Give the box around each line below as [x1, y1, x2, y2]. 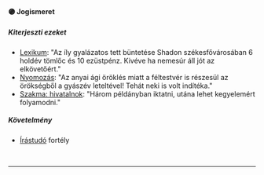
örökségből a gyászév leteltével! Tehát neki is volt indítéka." [19, 81, 213, 90]
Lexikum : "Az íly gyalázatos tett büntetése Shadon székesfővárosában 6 [19, 47, 253, 57]
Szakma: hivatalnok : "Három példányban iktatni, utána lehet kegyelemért [19, 89, 255, 98]
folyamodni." [19, 97, 61, 107]
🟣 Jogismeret [8, 6, 55, 16]
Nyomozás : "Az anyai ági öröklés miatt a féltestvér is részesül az [19, 72, 229, 82]
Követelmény [8, 115, 53, 125]
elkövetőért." [19, 64, 61, 74]
